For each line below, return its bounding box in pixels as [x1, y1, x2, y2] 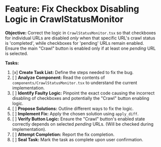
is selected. [5, 50, 28, 56]
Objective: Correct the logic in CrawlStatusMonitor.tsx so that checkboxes [5, 30, 156, 36]
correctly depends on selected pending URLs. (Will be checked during [12, 121, 154, 127]
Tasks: [5, 60, 19, 66]
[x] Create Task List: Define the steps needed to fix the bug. [12, 69, 134, 75]
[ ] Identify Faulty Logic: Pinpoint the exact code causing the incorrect [12, 90, 155, 96]
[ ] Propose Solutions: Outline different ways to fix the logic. [12, 106, 134, 111]
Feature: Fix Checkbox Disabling [5, 3, 140, 15]
